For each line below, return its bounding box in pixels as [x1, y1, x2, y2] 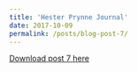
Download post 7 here [9, 54, 90, 64]
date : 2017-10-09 [9, 21, 73, 30]
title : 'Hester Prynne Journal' [9, 12, 128, 22]
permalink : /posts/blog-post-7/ [9, 29, 128, 38]
